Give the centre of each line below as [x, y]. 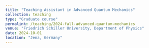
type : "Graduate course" [32, 19]
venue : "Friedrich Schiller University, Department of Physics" [75, 28]
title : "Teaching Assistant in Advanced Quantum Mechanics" [70, 10]
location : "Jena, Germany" [34, 38]
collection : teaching [28, 14]
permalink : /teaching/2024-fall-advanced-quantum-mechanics [70, 24]
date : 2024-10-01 [24, 33]
